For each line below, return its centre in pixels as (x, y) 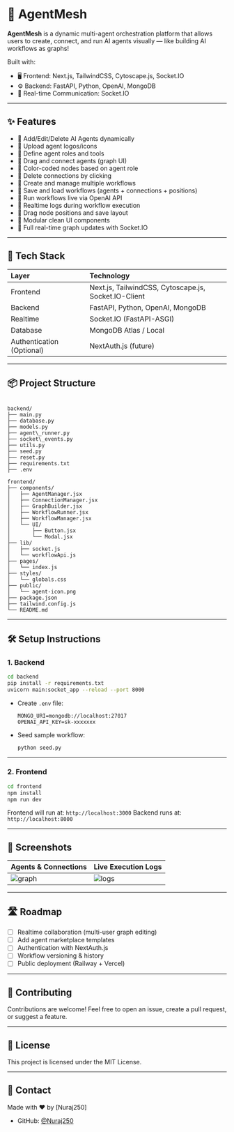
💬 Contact (29, 1091)
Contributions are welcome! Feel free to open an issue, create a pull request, (117, 1009)
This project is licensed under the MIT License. (75, 1062)
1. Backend (26, 662)
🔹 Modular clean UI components (63, 220)
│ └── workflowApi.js (42, 555)
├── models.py (28, 427)
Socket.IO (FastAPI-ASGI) (132, 319)
